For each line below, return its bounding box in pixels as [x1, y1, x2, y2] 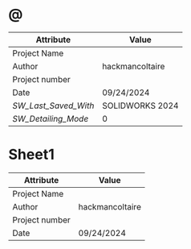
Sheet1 [8, 146, 55, 164]
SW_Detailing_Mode [12, 113, 89, 124]
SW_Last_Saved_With [12, 100, 95, 111]
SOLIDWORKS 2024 [101, 100, 179, 111]
